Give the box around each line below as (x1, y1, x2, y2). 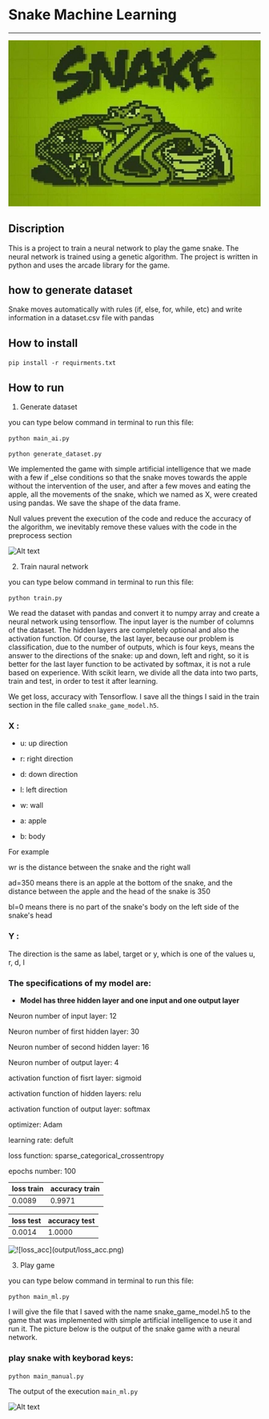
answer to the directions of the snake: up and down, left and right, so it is (8, 651, 250, 661)
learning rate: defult (8, 1135, 74, 1144)
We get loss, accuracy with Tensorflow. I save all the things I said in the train (8, 692, 260, 701)
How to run (8, 380, 65, 394)
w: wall (19, 801, 44, 810)
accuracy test (47, 1216, 95, 1225)
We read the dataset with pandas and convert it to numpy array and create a (8, 609, 260, 618)
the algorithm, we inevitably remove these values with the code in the (8, 522, 238, 532)
